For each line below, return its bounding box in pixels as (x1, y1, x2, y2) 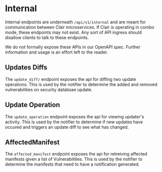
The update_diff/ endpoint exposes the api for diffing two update (5, 76, 137, 82)
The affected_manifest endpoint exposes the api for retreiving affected (5, 151, 147, 157)
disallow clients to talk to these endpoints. (5, 35, 89, 40)
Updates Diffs (5, 63, 48, 72)
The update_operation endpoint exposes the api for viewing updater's (5, 114, 145, 119)
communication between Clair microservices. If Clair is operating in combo (5, 24, 154, 30)
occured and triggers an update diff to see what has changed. (5, 124, 129, 130)
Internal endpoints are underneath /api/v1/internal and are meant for (5, 19, 146, 25)
